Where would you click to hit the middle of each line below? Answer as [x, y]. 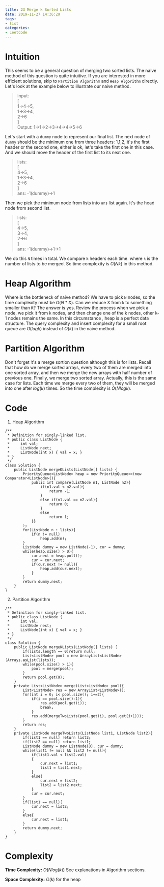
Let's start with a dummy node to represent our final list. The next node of [78, 136]
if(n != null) [46, 534]
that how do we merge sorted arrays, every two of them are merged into [78, 367]
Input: [23, 95]
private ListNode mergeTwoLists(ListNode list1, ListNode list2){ [83, 733]
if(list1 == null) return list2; [57, 737]
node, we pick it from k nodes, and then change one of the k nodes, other [80, 313]
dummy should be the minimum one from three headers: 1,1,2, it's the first [77, 142]
